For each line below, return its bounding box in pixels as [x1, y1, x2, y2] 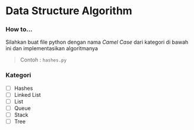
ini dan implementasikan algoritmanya [5, 45, 98, 52]
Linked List [14, 91, 41, 98]
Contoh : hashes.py [20, 56, 67, 63]
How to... [5, 25, 33, 34]
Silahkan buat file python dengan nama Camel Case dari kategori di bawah [5, 38, 189, 45]
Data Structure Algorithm [5, 4, 133, 18]
